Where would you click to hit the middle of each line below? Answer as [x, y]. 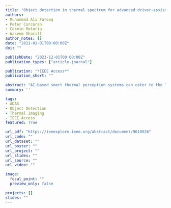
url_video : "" [20, 165]
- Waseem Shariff [24, 34]
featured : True [21, 123]
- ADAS [12, 103]
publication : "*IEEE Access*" [37, 71]
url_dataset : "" [22, 141]
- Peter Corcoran [24, 24]
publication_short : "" [29, 76]
